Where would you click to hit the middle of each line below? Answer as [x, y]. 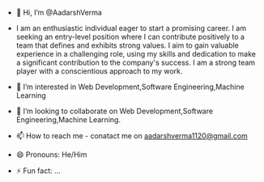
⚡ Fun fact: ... [38, 171]
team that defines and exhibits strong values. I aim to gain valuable [127, 45]
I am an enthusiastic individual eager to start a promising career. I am [131, 28]
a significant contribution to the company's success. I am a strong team [136, 62]
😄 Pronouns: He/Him [51, 154]
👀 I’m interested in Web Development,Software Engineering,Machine [130, 87]
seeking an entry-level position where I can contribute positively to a [130, 37]
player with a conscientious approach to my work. [99, 71]
